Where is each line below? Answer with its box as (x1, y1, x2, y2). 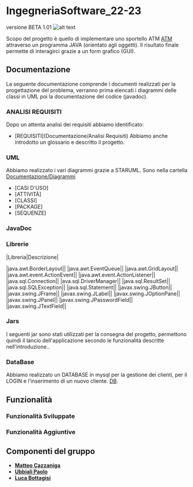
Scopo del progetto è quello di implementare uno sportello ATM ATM (6, 35, 172, 42)
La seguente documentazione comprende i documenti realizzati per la (6, 80, 176, 87)
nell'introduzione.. (6, 343, 50, 350)
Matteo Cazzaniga (14, 462, 61, 469)
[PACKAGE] (14, 203, 43, 210)
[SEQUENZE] (14, 209, 46, 216)
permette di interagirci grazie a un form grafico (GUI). (6, 47, 135, 54)
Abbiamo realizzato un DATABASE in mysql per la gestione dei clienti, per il (6, 371, 187, 379)
